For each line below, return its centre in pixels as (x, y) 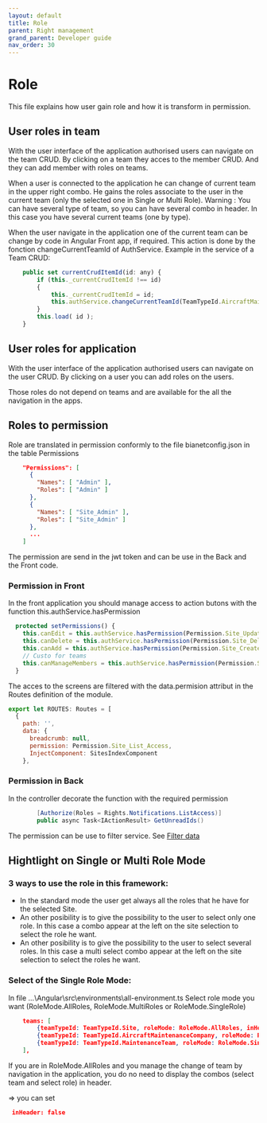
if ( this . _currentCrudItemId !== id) (99, 279)
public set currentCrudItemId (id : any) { (92, 272)
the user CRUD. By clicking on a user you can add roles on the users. (121, 376)
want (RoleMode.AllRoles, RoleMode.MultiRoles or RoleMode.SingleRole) (127, 1006)
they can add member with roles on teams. (78, 167)
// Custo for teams (55, 656)
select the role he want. (58, 934)
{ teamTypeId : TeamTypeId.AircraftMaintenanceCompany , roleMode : (145, 1035)
